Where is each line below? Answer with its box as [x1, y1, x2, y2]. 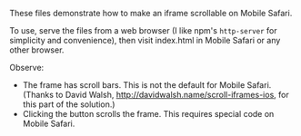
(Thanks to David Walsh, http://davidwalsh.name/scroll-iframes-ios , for [22, 90, 289, 100]
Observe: [9, 63, 45, 73]
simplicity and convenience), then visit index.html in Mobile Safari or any [9, 35, 281, 45]
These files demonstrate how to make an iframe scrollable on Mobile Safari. [9, 8, 293, 18]
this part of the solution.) [22, 99, 115, 110]
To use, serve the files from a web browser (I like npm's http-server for [9, 25, 277, 35]
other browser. [9, 44, 65, 55]
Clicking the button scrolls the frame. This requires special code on [22, 109, 275, 119]
